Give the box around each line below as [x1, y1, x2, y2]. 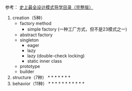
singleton [19, 37, 39, 43]
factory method [19, 20, 52, 26]
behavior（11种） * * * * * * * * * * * [12, 81, 85, 87]
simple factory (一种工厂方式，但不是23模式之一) [27, 26, 128, 32]
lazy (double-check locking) [27, 53, 85, 58]
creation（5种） [12, 15, 45, 21]
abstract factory [19, 32, 53, 38]
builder [19, 69, 35, 74]
